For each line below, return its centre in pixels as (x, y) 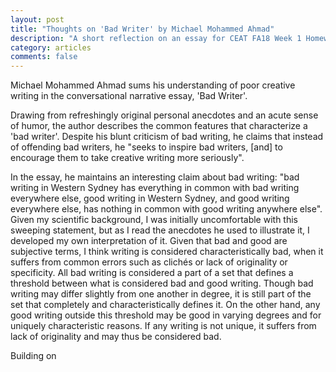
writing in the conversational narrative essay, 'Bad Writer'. (129, 96)
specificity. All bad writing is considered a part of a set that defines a (152, 273)
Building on (33, 356)
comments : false (44, 57)
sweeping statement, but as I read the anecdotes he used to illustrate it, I (160, 230)
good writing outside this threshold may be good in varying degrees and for (166, 315)
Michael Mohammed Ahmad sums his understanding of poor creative (153, 85)
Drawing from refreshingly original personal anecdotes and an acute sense (164, 115)
